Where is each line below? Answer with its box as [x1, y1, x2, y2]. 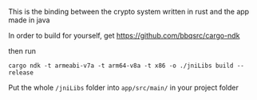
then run [8, 46, 37, 55]
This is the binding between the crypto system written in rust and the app [8, 7, 250, 16]
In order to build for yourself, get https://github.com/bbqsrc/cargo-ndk [8, 31, 240, 40]
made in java [8, 15, 50, 25]
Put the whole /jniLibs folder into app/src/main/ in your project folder [8, 83, 239, 92]
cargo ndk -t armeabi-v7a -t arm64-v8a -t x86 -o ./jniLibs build [8, 62, 234, 70]
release [8, 69, 34, 77]
